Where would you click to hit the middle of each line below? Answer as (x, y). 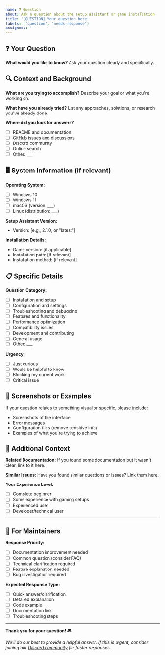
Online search (27, 148)
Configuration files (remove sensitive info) (55, 427)
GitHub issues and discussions (44, 138)
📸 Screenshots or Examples (48, 396)
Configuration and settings (39, 305)
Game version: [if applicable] (42, 250)
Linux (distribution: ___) (36, 211)
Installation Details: (26, 240)
